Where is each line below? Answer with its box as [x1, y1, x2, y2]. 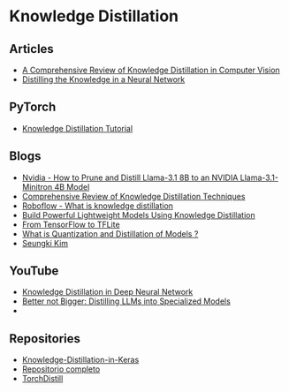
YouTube [9, 263, 59, 279]
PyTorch [9, 100, 57, 115]
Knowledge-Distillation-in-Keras [21, 355, 140, 366]
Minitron [21, 181, 53, 192]
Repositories [9, 331, 81, 346]
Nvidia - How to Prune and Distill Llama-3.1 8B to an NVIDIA [21, 172, 239, 183]
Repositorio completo [21, 364, 101, 374]
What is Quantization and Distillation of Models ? [21, 228, 199, 239]
